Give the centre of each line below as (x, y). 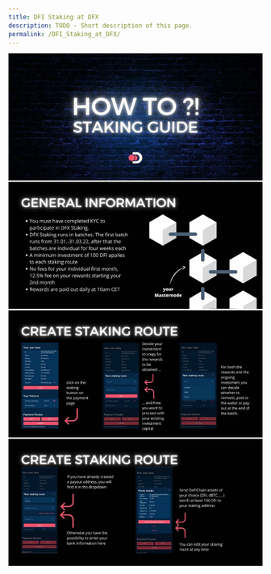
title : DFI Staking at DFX (54, 17)
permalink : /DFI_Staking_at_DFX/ (65, 34)
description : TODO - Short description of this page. (101, 25)
